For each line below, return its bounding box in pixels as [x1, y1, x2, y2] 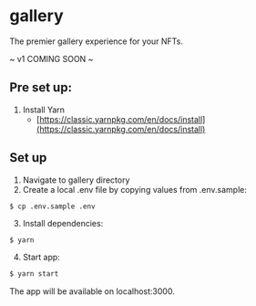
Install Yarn [22, 104, 66, 115]
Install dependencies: [22, 217, 104, 228]
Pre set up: [9, 79, 73, 96]
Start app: [22, 252, 61, 263]
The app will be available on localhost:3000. [9, 286, 175, 297]
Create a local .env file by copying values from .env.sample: [22, 184, 248, 195]
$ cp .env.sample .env [9, 202, 96, 211]
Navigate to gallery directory [22, 174, 130, 185]
